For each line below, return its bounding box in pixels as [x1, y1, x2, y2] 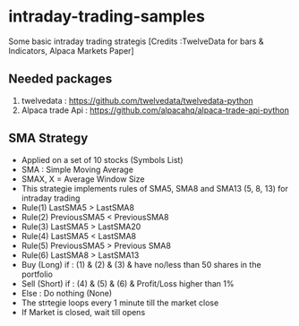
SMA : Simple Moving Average [21, 164, 133, 175]
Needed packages [8, 72, 113, 87]
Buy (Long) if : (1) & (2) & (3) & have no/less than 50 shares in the [21, 259, 261, 270]
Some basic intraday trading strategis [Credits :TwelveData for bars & [8, 36, 264, 47]
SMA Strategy [8, 131, 89, 146]
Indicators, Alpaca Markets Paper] [8, 45, 135, 56]
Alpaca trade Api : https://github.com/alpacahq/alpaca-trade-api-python [21, 105, 290, 116]
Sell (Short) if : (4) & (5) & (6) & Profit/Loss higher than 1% [21, 278, 235, 288]
